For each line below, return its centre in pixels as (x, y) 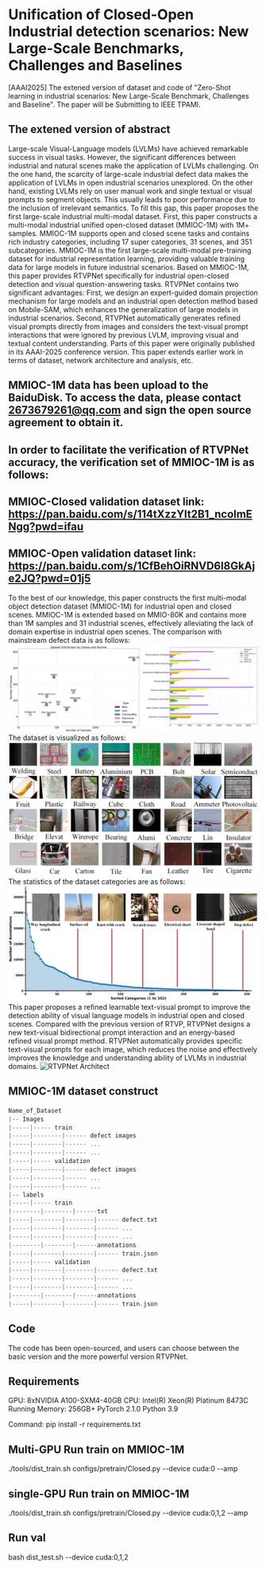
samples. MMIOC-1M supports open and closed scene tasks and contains (129, 233)
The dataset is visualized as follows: (67, 738)
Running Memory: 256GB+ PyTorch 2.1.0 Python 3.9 (93, 1409)
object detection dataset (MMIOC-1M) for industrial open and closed (120, 606)
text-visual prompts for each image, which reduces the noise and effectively (133, 1049)
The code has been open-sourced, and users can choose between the (124, 1348)
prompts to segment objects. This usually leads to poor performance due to (132, 199)
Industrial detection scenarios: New (129, 31)
